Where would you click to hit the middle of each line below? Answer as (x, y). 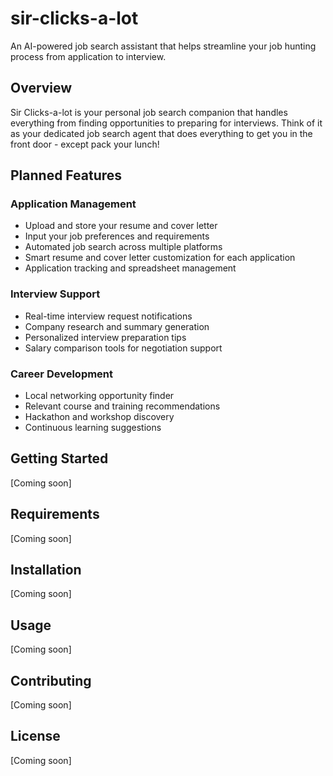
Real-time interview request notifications (108, 316)
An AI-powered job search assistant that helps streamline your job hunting (163, 46)
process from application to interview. (88, 56)
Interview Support (55, 294)
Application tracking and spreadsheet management (130, 268)
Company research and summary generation (117, 326)
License (35, 736)
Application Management (73, 204)
